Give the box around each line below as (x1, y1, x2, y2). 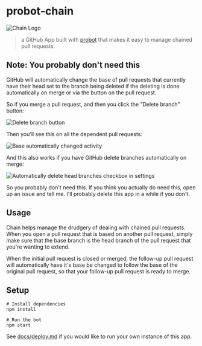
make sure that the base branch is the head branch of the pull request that (6, 237, 191, 244)
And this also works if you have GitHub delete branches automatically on (6, 154, 187, 161)
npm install (6, 307, 36, 313)
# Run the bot (6, 317, 42, 323)
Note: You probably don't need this (6, 60, 140, 70)
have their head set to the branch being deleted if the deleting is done (6, 82, 180, 90)
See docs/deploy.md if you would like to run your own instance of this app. (6, 333, 192, 340)
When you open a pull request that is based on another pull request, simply (6, 230, 193, 237)
